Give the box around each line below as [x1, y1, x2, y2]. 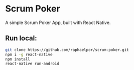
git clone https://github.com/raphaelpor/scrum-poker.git [5, 47, 129, 52]
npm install [5, 56, 30, 61]
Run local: [5, 34, 37, 42]
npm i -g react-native [5, 52, 53, 57]
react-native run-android [5, 61, 59, 66]
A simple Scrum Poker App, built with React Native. [5, 19, 111, 25]
